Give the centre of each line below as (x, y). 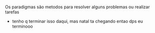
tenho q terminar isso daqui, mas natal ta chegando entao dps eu (77, 21)
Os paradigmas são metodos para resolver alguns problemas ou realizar (77, 7)
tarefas (12, 12)
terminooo (22, 26)
